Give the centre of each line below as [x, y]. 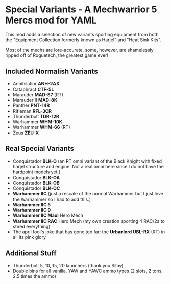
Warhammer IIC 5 [32, 204]
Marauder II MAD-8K [35, 100]
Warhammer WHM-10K [38, 122]
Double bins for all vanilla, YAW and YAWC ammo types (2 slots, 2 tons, [88, 271]
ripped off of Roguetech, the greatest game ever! [57, 55]
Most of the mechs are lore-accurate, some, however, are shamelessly [80, 50]
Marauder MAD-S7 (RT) [38, 94]
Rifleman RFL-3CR [32, 111]
